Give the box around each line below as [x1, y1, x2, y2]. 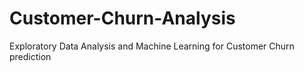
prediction [9, 50, 52, 62]
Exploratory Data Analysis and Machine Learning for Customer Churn [9, 40, 295, 52]
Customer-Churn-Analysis [9, 7, 236, 30]
